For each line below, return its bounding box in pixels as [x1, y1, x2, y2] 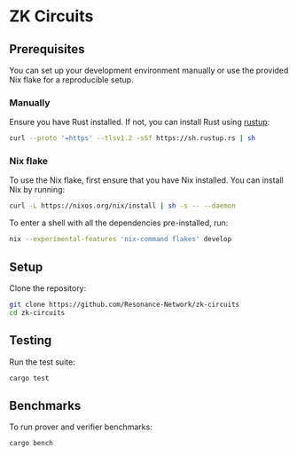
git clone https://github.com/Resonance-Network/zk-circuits [9, 300, 240, 310]
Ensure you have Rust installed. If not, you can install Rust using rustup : [9, 117, 270, 128]
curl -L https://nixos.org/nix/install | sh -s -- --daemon [9, 201, 237, 210]
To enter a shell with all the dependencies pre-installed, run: [9, 217, 229, 228]
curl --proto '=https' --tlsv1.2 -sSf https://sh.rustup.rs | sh [9, 134, 255, 143]
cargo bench [9, 439, 53, 448]
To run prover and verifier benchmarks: [9, 421, 152, 432]
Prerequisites [9, 42, 85, 57]
